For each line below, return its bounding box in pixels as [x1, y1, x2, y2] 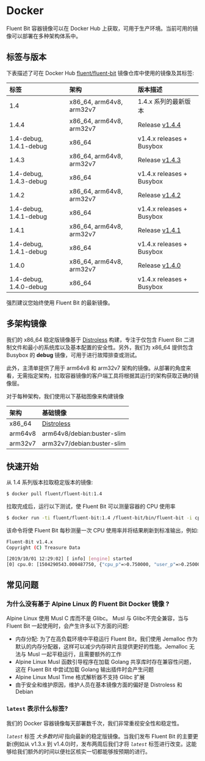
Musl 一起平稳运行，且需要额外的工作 [27, 650, 122, 658]
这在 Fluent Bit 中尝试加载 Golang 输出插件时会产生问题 [15, 666, 154, 673]
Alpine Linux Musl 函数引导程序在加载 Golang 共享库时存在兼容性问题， [15, 658, 195, 666]
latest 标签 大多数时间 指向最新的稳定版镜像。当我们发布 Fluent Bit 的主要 [6, 732, 193, 740]
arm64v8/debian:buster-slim [41, 429, 126, 438]
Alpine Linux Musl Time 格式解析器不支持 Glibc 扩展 [15, 674, 145, 681]
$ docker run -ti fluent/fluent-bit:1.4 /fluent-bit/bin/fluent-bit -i [6, 515, 192, 521]
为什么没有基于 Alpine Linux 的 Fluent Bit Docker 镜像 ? [6, 600, 170, 608]
